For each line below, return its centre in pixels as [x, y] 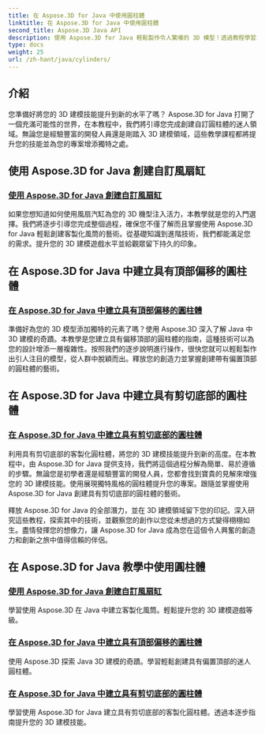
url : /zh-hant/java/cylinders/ [60, 60]
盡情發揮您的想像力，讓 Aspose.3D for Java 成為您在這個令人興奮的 [132, 529]
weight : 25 [26, 52]
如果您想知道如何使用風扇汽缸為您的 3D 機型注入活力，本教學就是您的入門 [129, 214]
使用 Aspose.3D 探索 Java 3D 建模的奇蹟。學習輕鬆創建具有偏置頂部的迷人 [129, 661]
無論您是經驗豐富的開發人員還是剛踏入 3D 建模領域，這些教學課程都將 [136, 134]
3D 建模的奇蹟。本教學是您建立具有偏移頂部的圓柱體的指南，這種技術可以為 [131, 339]
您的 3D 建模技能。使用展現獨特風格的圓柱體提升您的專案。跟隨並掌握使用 [129, 484]
